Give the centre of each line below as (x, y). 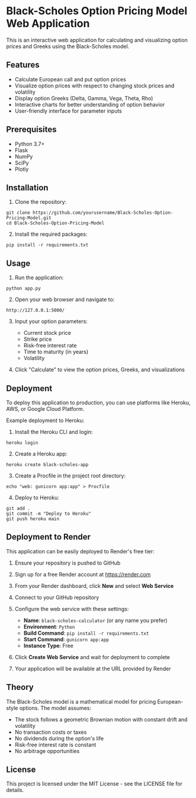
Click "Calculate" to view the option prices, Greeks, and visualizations (100, 370)
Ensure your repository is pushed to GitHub (68, 563)
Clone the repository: (41, 202)
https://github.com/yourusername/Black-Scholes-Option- (103, 213)
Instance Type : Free (49, 645)
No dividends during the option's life (59, 738)
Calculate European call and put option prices (70, 79)
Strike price (38, 339)
